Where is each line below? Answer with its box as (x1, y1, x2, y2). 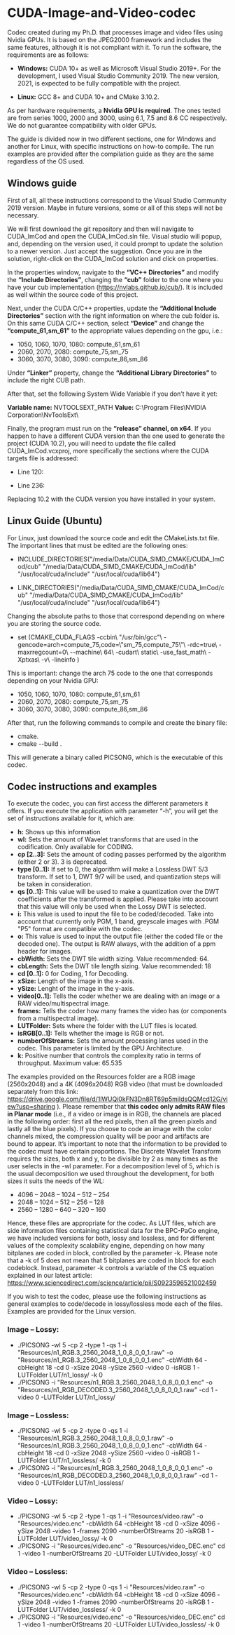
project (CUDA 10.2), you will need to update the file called (7, 439, 176, 447)
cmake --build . (17, 739, 62, 748)
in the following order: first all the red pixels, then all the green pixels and (7, 1117, 217, 1126)
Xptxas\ (17, 655, 40, 664)
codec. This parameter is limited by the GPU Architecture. (17, 1044, 184, 1053)
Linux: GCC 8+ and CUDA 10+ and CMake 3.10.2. (17, 93, 159, 101)
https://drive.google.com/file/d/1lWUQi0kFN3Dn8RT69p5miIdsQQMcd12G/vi (7, 1095, 228, 1103)
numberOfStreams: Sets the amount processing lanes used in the (17, 1036, 208, 1045)
